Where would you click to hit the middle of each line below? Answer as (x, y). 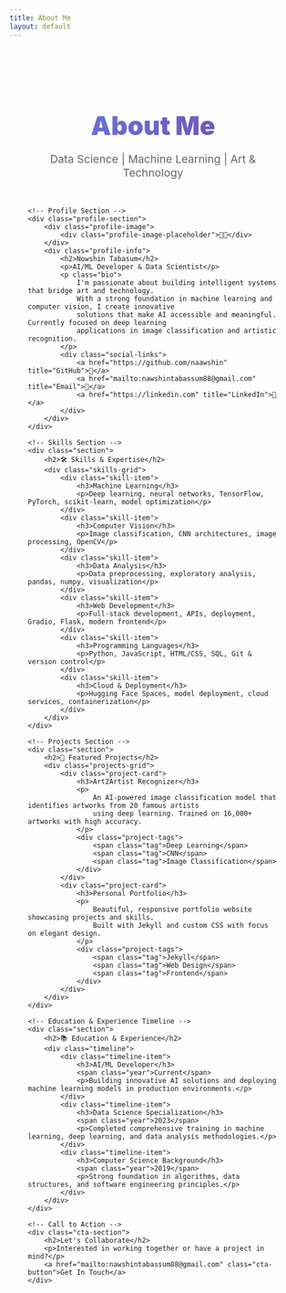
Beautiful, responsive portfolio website (172, 909)
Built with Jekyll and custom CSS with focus (180, 926)
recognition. (52, 339)
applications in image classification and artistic (176, 331)
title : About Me (40, 18)
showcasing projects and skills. (91, 918)
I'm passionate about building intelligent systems (176, 283)
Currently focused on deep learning (97, 323)
